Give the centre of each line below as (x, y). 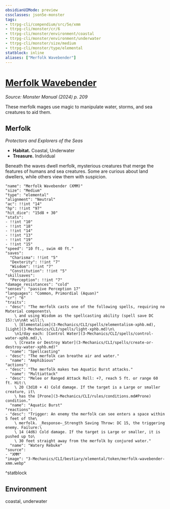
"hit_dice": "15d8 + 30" (32, 213)
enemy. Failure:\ (24, 428)
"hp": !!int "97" (24, 209)
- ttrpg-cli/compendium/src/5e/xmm (43, 24)
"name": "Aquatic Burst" (36, 405)
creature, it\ (20, 392)
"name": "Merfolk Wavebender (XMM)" (44, 186)
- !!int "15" (19, 244)
